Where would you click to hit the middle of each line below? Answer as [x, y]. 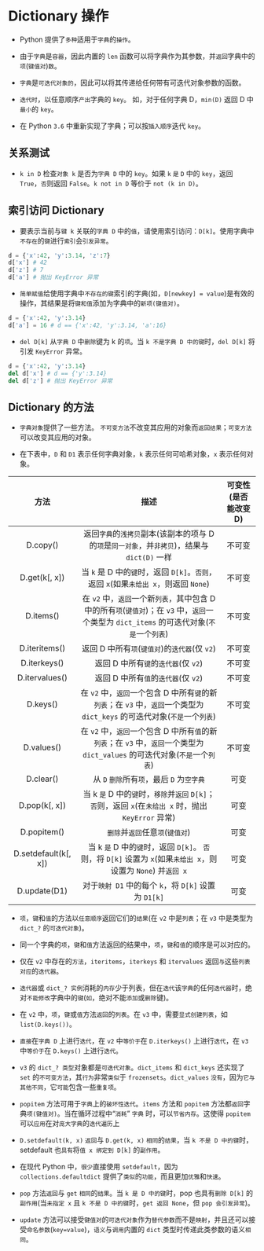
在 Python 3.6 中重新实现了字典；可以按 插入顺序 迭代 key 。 [112, 126]
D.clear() [42, 779]
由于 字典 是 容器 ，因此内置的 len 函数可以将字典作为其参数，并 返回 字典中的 [137, 56]
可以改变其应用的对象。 [57, 438]
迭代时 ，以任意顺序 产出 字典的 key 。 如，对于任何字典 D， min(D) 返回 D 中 [136, 99]
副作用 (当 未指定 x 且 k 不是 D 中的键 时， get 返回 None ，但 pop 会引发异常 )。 [137, 1203]
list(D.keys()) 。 [48, 1024]
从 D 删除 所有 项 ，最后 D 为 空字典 [149, 780]
